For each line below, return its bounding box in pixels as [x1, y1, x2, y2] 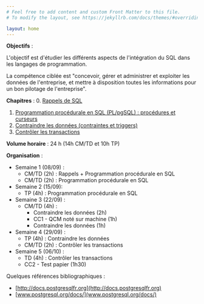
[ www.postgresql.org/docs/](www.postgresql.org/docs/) [15, 291, 157, 299]
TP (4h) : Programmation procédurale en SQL [24, 189, 138, 197]
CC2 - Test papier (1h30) [24, 261, 87, 268]
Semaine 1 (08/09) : [15, 164, 65, 171]
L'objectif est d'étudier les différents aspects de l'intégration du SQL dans [6, 54, 190, 62]
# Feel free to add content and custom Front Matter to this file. [6, 9, 181, 15]
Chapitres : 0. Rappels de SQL [6, 97, 83, 104]
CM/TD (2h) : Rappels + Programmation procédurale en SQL [24, 170, 175, 177]
